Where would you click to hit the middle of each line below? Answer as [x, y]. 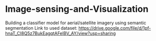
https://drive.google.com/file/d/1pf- [115, 28]
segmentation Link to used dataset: [41, 28]
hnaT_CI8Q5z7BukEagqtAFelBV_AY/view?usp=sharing [61, 33]
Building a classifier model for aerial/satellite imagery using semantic [76, 23]
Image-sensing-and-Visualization [77, 9]
